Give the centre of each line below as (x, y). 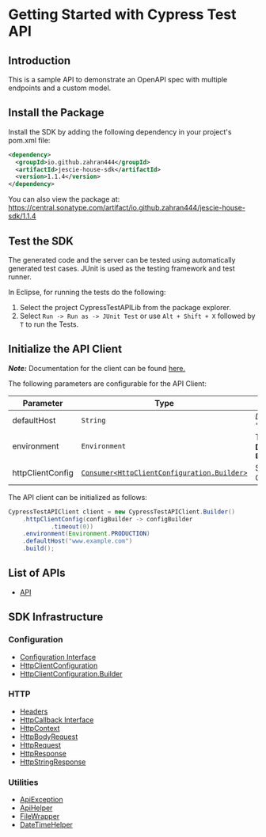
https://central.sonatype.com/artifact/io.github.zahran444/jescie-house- (127, 208)
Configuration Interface (58, 657)
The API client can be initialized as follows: (78, 497)
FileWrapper (40, 816)
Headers (34, 711)
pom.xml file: (29, 140)
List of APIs (37, 573)
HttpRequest (40, 744)
